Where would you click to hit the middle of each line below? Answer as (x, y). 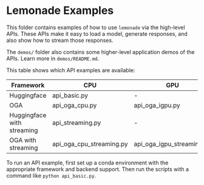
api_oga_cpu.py (75, 105)
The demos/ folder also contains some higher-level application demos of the (100, 52)
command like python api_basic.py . (51, 175)
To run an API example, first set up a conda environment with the (87, 163)
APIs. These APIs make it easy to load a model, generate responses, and (97, 33)
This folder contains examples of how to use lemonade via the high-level (96, 27)
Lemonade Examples (60, 11)
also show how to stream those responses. (60, 40)
